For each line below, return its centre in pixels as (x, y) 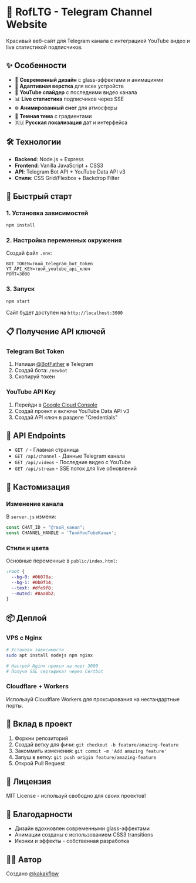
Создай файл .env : (29, 253)
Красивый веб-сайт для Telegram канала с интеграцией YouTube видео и (98, 41)
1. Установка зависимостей (47, 213)
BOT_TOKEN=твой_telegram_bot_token (50, 264)
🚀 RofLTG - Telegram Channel (79, 12)
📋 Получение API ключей (56, 331)
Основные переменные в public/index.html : (62, 561)
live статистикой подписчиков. (45, 47)
